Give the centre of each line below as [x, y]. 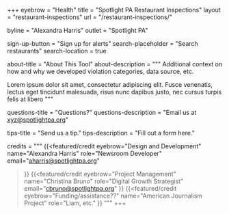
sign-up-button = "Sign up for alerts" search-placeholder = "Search [103, 43]
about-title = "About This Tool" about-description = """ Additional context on [115, 64]
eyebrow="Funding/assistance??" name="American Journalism [113, 196]
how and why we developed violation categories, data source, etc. [100, 71]
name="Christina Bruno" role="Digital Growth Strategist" [104, 181]
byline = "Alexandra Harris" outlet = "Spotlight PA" [78, 30]
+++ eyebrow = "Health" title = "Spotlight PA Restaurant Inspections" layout [114, 10]
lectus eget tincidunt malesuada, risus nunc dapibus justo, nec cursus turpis [114, 92]
